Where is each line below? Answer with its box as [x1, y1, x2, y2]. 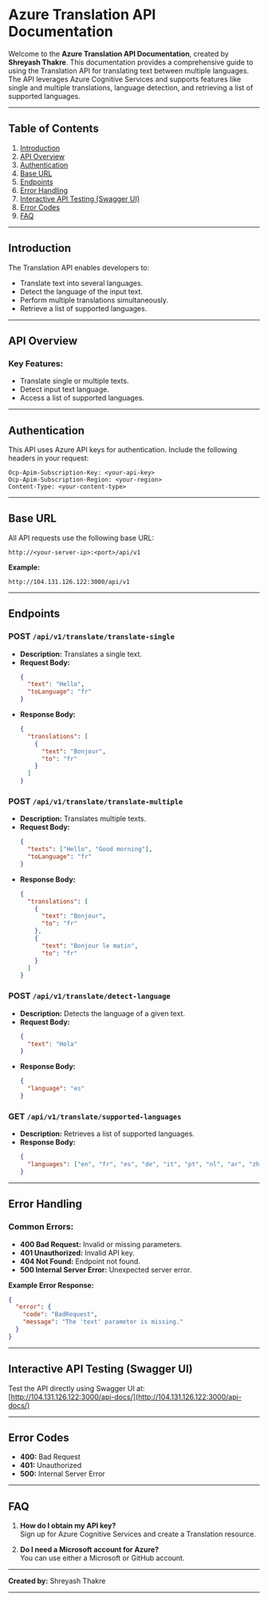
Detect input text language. [19, 384, 109, 394]
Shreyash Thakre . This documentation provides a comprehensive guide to [8, 57, 254, 67]
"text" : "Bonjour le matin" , [41, 941, 139, 950]
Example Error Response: [8, 1280, 94, 1290]
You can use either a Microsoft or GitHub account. [19, 1553, 185, 1563]
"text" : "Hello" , [27, 680, 85, 688]
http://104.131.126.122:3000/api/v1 [8, 578, 130, 586]
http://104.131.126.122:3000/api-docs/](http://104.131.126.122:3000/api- [10, 1392, 242, 1402]
